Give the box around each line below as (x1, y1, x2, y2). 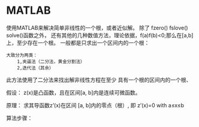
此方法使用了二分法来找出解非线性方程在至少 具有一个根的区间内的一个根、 (6, 76, 192, 83)
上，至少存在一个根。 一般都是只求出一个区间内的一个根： (6, 39, 150, 46)
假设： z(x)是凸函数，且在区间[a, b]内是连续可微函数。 (6, 89, 141, 96)
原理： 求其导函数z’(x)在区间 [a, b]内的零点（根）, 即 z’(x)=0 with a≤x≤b (6, 101, 185, 108)
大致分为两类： (6, 52, 38, 58)
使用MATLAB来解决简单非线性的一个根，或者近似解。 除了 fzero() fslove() (6, 24, 188, 31)
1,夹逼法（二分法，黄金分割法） (17, 58, 85, 65)
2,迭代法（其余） (17, 65, 54, 71)
